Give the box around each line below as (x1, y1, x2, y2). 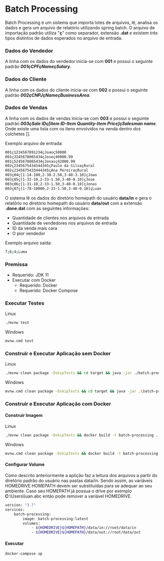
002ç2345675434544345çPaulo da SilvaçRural (5, 164, 95, 168)
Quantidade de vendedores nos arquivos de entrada (12, 220, 117, 226)
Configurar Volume (5, 461, 45, 467)
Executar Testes (5, 299, 45, 306)
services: (5, 507, 25, 512)
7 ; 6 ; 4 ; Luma (5, 249, 27, 254)
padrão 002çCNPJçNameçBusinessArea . (5, 92, 91, 98)
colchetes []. (5, 131, 31, 137)
